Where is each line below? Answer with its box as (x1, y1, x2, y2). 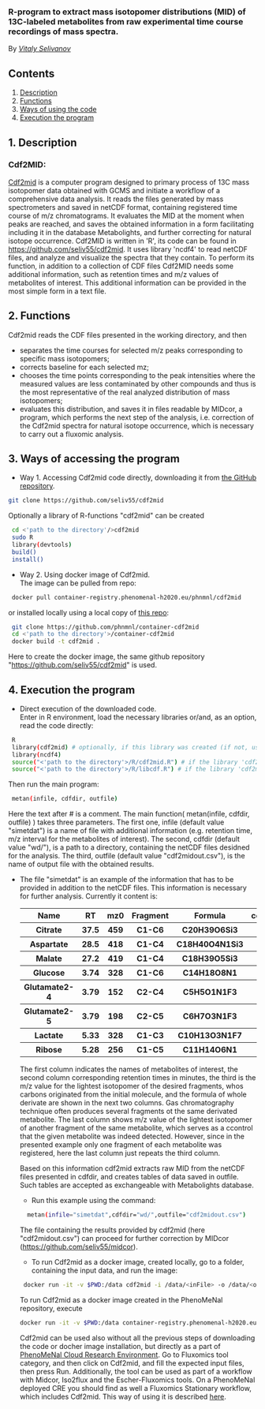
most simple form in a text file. (8, 286, 106, 296)
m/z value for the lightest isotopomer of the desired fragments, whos (19, 1082, 244, 1091)
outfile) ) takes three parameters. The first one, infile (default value (8, 817, 225, 827)
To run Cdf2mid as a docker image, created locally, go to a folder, (31, 1258, 244, 1267)
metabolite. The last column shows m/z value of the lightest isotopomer (19, 1115, 252, 1124)
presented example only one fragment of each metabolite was (19, 1140, 222, 1149)
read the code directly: (19, 720, 94, 730)
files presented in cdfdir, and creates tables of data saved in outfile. (19, 1172, 239, 1182)
